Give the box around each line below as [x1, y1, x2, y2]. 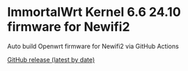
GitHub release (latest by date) [7, 55, 95, 63]
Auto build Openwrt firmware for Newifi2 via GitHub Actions [7, 42, 179, 50]
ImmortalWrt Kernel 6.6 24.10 [7, 4, 181, 20]
